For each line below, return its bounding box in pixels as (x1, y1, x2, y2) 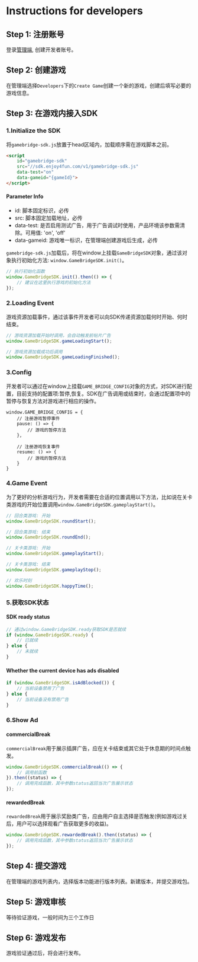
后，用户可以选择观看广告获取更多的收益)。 (6, 820, 112, 827)
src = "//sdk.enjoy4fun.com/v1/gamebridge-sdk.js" (17, 164, 139, 170)
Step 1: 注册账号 (6, 29, 64, 39)
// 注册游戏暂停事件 (17, 415, 60, 422)
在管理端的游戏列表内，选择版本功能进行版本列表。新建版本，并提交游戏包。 (6, 878, 193, 885)
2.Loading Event (6, 299, 54, 307)
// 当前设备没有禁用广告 (17, 696, 69, 702)
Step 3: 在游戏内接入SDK (6, 109, 98, 119)
